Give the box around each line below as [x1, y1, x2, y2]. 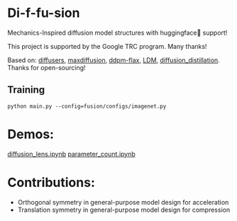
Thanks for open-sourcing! [7, 63, 87, 72]
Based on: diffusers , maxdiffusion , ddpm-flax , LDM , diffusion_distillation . [7, 55, 220, 64]
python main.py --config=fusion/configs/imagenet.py [7, 103, 167, 110]
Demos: [7, 126, 55, 142]
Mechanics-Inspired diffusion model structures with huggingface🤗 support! [7, 28, 228, 37]
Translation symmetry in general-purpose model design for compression [17, 205, 231, 214]
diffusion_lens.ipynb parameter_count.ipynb [7, 149, 136, 158]
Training [7, 84, 45, 96]
